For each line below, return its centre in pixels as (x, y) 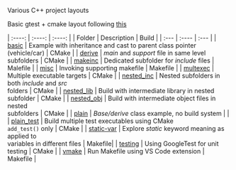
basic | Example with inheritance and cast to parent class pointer (102, 45)
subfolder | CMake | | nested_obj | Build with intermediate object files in (112, 98)
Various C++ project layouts (48, 10)
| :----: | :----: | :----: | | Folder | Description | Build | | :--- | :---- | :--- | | (112, 38)
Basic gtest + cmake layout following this (67, 24)
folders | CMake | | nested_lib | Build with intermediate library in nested (111, 91)
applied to (22, 136)
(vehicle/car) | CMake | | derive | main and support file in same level (107, 53)
